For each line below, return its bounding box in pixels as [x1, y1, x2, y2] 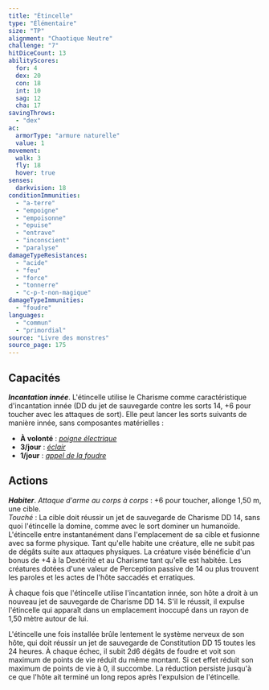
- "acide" [15, 258, 48, 266]
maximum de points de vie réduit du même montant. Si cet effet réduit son [8, 655, 255, 664]
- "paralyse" [15, 244, 59, 252]
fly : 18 [15, 162, 42, 170]
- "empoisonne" [15, 214, 67, 222]
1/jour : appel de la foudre [19, 450, 107, 460]
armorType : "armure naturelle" [15, 131, 120, 139]
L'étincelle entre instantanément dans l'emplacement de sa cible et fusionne [8, 529, 260, 539]
